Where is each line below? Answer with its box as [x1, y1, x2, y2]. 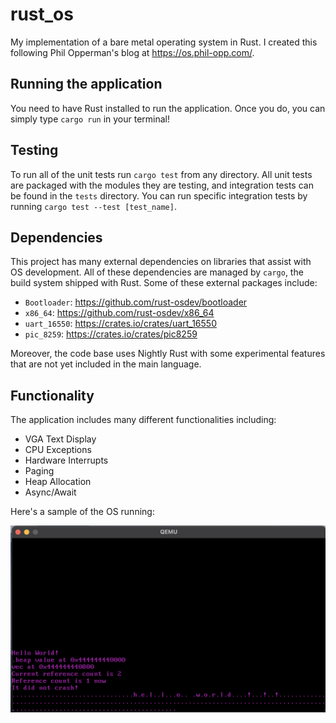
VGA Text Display [24, 433, 97, 445]
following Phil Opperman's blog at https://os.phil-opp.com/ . [10, 46, 255, 58]
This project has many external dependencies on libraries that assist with [10, 256, 312, 268]
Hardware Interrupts [24, 454, 109, 467]
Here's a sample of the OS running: [10, 506, 155, 518]
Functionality [10, 387, 95, 404]
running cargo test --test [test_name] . [10, 200, 177, 212]
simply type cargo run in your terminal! [10, 113, 171, 125]
